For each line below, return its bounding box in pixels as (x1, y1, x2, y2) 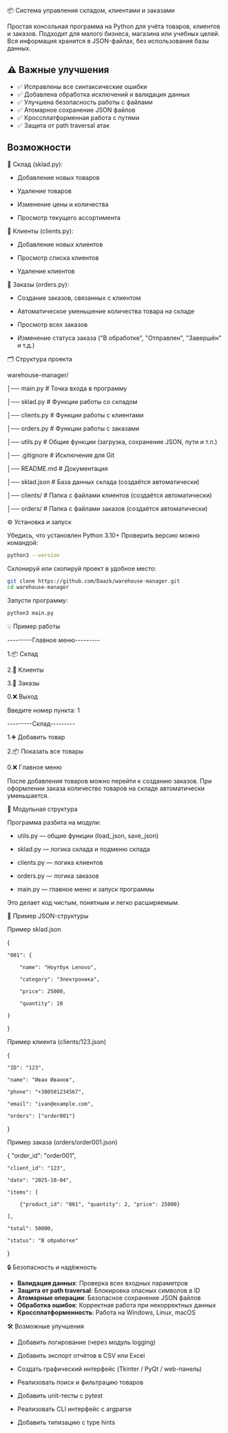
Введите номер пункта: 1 (7, 706, 81, 714)
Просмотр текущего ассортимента (17, 213, 121, 221)
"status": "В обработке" (7, 1237, 79, 1244)
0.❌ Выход (7, 692, 38, 701)
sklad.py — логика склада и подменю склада (17, 845, 150, 854)
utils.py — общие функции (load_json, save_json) (17, 832, 159, 840)
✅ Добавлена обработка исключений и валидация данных (17, 90, 191, 99)
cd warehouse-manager (7, 584, 70, 591)
